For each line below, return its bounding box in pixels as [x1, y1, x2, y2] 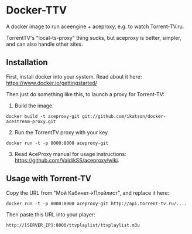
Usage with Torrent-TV [6, 174, 92, 184]
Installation [6, 57, 48, 67]
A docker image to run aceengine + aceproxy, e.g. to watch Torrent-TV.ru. [6, 23, 184, 30]
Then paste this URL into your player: [6, 211, 95, 218]
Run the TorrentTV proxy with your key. [14, 128, 109, 135]
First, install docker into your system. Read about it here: [6, 73, 142, 80]
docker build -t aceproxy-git [6, 113, 80, 119]
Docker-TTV [6, 4, 67, 17]
